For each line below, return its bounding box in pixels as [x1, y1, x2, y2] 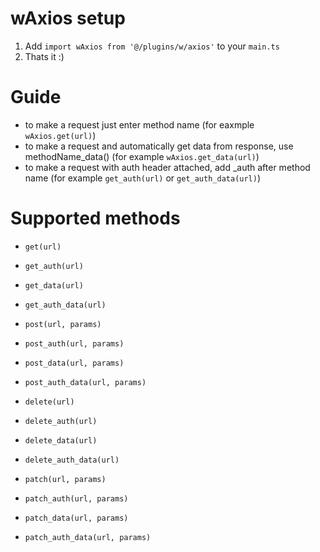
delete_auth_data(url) [24, 455, 120, 465]
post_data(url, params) [24, 358, 125, 368]
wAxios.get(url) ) [24, 129, 97, 141]
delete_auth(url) [24, 416, 98, 426]
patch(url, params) [24, 474, 107, 484]
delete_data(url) [24, 435, 98, 446]
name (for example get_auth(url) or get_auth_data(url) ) [24, 172, 262, 184]
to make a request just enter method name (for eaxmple [24, 118, 255, 131]
